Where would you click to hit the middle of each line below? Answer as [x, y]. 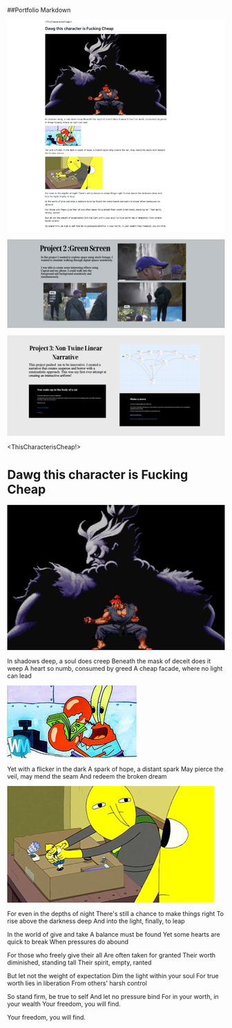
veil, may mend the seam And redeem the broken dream [87, 776]
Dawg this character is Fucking [98, 475]
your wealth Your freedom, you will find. [64, 1004]
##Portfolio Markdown [39, 10]
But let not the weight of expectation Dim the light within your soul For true [113, 975]
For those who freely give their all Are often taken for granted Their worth [112, 955]
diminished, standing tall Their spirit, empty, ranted [79, 962]
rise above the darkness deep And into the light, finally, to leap [96, 921]
